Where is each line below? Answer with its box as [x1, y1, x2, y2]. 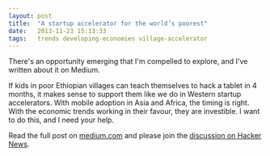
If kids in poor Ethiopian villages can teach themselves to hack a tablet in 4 [8, 81, 257, 91]
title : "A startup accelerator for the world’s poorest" [8, 19, 208, 27]
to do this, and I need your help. [8, 115, 115, 125]
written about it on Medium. [8, 65, 101, 75]
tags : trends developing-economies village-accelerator [8, 34, 208, 43]
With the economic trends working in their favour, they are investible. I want [8, 107, 260, 116]
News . [8, 139, 30, 150]
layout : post [8, 11, 53, 20]
